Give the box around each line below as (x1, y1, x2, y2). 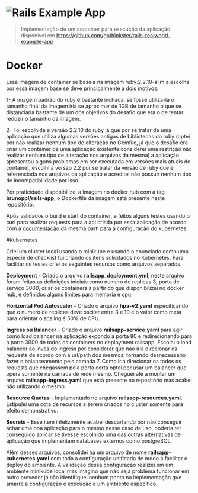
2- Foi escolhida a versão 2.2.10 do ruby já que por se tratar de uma (6, 126, 172, 133)
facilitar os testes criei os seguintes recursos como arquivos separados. (6, 260, 182, 268)
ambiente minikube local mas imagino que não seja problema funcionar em (6, 468, 190, 475)
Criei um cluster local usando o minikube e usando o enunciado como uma (6, 247, 189, 254)
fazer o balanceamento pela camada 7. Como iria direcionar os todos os (6, 357, 182, 365)
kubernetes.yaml (6, 455, 49, 462)
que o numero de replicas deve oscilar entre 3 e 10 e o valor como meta (6, 308, 182, 315)
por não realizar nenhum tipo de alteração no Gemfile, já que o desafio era (6, 139, 189, 146)
